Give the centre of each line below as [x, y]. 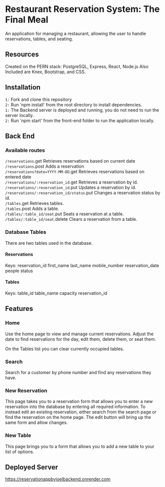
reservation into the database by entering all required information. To [75, 407]
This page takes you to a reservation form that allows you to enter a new [79, 401]
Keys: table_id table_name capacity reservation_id [56, 293]
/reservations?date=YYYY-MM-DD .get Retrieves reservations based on [75, 172]
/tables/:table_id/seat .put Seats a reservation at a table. [64, 214]
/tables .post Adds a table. [32, 209]
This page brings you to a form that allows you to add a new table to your [80, 446]
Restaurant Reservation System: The [82, 9]
